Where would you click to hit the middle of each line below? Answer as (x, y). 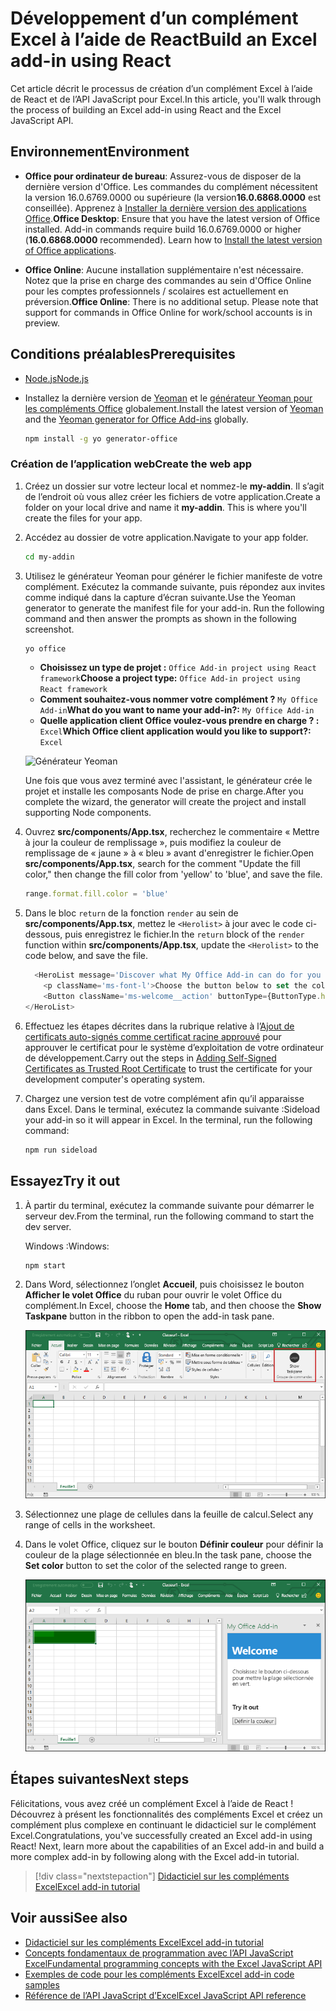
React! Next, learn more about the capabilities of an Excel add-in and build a (167, 1846)
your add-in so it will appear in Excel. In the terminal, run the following (168, 1119)
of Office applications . (70, 250)
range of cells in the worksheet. (90, 1524)
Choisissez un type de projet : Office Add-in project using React (178, 668)
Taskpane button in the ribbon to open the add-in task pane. (149, 1316)
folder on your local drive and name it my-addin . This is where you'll (165, 507)
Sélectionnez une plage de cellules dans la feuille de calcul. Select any (169, 1514)
